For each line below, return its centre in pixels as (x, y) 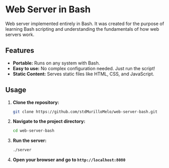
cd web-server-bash (34, 131)
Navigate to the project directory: (49, 121)
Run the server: (30, 141)
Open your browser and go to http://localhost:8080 (69, 160)
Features (20, 50)
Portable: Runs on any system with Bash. (56, 63)
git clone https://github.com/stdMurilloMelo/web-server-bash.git (85, 112)
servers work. (20, 34)
